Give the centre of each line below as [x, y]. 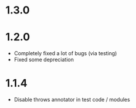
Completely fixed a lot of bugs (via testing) [65, 53]
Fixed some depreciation [44, 60]
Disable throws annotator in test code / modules [72, 100]
